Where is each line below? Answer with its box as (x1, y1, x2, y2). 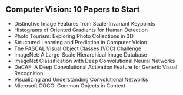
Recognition (14, 69, 44, 76)
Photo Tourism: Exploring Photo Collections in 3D (14, 32, 134, 40)
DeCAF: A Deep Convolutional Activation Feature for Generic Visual (14, 64, 178, 71)
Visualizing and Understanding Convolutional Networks (14, 76, 148, 83)
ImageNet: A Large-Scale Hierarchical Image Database (14, 51, 148, 58)
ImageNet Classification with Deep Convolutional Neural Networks (14, 57, 175, 64)
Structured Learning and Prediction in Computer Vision (14, 38, 148, 45)
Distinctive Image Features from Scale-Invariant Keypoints (14, 20, 155, 27)
